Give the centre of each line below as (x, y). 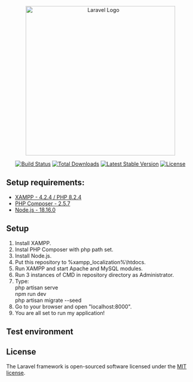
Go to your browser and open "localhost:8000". (73, 306)
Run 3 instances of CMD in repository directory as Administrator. (94, 274)
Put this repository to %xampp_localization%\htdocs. (80, 262)
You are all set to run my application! (60, 313)
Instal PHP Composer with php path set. (64, 249)
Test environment (40, 332)
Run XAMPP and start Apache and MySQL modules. (79, 268)
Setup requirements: (45, 183)
